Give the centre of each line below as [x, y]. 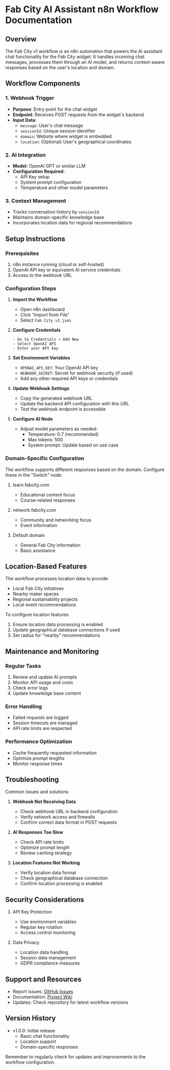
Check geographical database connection [64, 878]
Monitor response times [37, 764]
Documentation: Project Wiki [42, 997]
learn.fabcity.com [31, 485]
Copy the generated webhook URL [56, 398]
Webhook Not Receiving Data [44, 802]
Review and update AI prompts [45, 677]
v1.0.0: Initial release [34, 1030]
